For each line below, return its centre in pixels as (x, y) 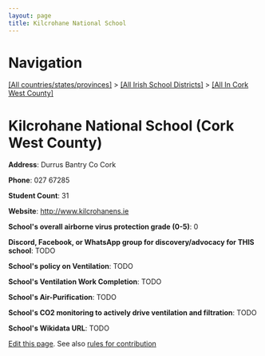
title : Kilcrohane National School (67, 23)
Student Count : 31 (39, 196)
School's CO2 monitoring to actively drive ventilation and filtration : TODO (132, 313)
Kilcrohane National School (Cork (121, 126)
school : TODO (32, 251)
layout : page (30, 16)
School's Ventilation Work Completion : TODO (85, 282)
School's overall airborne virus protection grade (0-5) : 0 (103, 227)
